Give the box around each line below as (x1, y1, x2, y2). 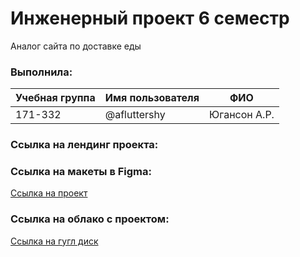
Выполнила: (10, 65, 73, 79)
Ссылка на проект (10, 187, 88, 199)
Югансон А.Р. (209, 108, 275, 122)
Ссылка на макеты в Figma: (10, 165, 153, 179)
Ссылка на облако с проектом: (10, 212, 170, 226)
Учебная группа (15, 91, 96, 105)
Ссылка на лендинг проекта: (10, 138, 159, 152)
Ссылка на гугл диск (10, 235, 99, 247)
